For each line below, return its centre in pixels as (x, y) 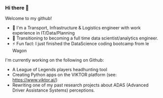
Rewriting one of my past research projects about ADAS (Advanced (80, 85)
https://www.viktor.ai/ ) (35, 80)
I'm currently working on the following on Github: (54, 60)
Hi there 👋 (17, 8)
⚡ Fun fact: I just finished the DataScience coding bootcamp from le (81, 44)
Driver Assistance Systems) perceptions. (53, 90)
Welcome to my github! (28, 19)
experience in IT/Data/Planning (43, 33)
